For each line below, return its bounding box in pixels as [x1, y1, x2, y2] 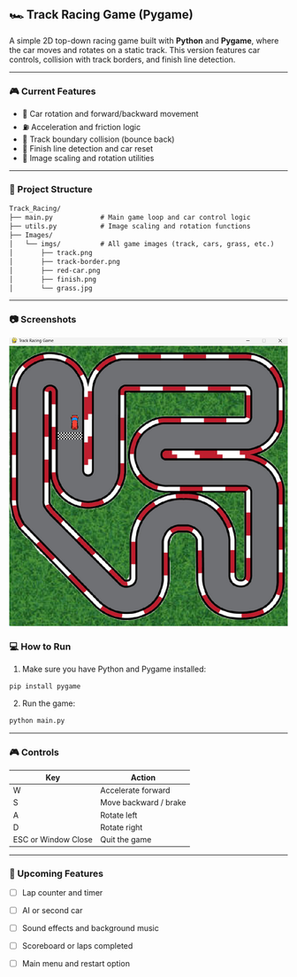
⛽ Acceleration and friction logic [21, 122, 141, 133]
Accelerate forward [100, 785, 171, 795]
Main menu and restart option [21, 958, 131, 969]
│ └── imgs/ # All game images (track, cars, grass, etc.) [9, 240, 275, 249]
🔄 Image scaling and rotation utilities [21, 153, 155, 164]
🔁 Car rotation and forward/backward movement [21, 109, 199, 120]
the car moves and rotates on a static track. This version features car [9, 44, 261, 55]
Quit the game [100, 834, 152, 845]
